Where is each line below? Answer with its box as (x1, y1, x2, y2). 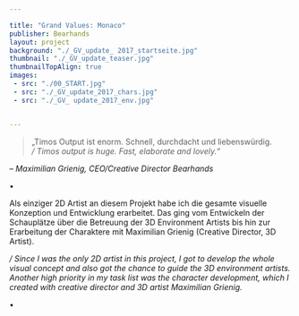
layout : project (9, 38, 70, 47)
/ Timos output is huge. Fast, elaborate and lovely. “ (30, 145, 221, 157)
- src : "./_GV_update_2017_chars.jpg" (13, 87, 158, 97)
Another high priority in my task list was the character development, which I (9, 272, 289, 283)
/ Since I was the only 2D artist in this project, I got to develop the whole (9, 252, 275, 264)
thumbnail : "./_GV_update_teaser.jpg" (9, 55, 154, 64)
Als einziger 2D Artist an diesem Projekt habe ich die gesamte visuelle (9, 198, 268, 209)
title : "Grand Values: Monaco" (9, 21, 126, 30)
